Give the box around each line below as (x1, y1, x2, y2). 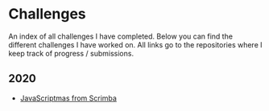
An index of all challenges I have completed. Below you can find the (8, 31, 234, 41)
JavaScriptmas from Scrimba (19, 93, 117, 103)
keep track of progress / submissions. (8, 48, 134, 58)
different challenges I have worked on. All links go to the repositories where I (8, 39, 263, 49)
